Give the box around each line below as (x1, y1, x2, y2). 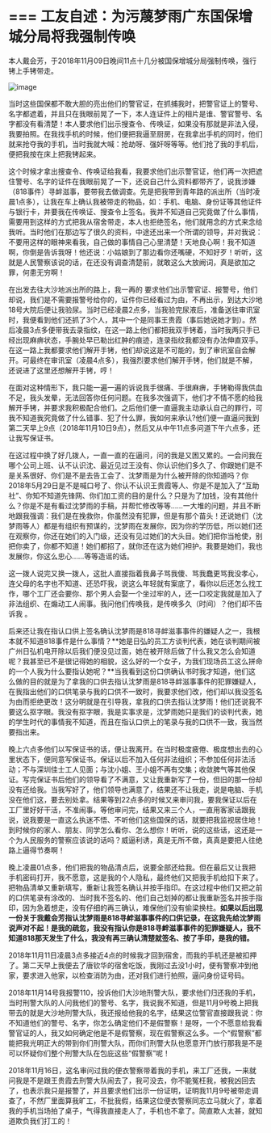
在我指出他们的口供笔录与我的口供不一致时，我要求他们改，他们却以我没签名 (8, 686, 263, 696)
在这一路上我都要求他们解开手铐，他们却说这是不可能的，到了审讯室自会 (8, 345, 248, 355)
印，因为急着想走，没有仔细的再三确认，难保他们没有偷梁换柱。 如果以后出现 (8, 903, 263, 912)
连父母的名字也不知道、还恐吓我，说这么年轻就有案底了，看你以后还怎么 (8, 579, 248, 588)
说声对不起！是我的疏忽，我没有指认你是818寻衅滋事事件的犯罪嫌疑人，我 (8, 923, 254, 933)
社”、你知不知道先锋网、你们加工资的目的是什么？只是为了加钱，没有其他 (8, 491, 252, 500)
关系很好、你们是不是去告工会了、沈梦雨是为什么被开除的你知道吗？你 (15, 470, 248, 480)
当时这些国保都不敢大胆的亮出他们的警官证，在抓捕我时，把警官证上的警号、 (8, 99, 263, 108)
